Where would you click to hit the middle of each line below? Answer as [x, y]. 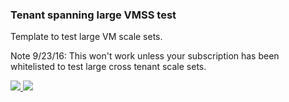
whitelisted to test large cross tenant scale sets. [108, 67]
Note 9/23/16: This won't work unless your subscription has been [145, 56]
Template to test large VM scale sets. [86, 37]
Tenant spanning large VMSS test [93, 15]
